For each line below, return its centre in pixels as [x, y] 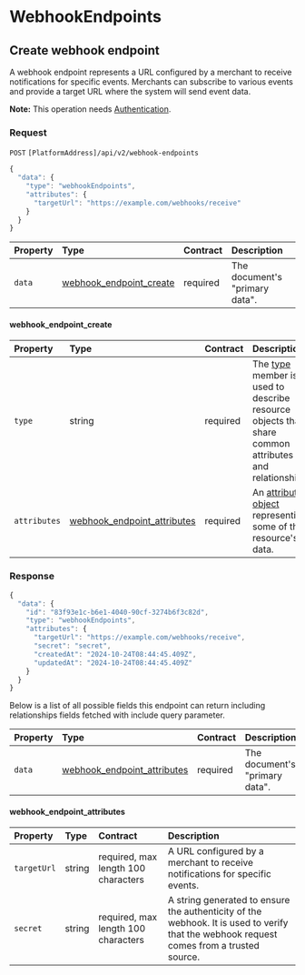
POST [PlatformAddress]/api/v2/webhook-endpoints [104, 153]
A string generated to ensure [229, 900]
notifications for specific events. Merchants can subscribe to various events [151, 82]
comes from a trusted [214, 945]
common [271, 443]
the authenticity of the [215, 911]
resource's [275, 538]
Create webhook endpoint [85, 50]
